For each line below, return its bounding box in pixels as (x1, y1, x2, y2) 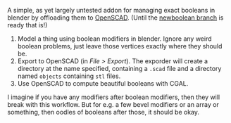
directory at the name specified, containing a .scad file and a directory (17, 65, 222, 72)
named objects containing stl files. (17, 72, 121, 80)
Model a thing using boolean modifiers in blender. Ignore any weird (17, 34, 213, 43)
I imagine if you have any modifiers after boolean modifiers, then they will (7, 93, 220, 101)
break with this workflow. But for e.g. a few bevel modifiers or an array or (7, 101, 220, 108)
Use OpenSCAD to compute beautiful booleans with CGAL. (17, 79, 189, 87)
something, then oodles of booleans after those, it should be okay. (7, 108, 199, 116)
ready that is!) (7, 21, 48, 29)
